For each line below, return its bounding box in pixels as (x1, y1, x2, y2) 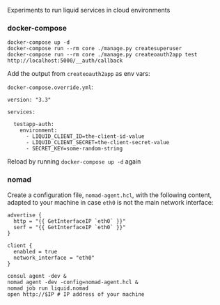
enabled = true (13, 248, 58, 255)
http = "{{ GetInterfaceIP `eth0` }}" (13, 217, 127, 225)
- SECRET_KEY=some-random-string (25, 146, 123, 152)
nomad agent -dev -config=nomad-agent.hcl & (7, 279, 139, 286)
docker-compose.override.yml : (7, 83, 94, 91)
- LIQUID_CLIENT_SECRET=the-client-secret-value (25, 139, 170, 146)
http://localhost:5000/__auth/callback (7, 57, 123, 65)
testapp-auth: (13, 121, 54, 128)
